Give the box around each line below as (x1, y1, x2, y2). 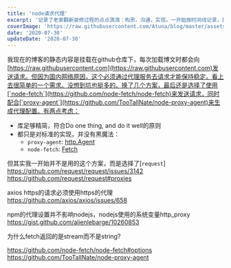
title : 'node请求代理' (7, 10, 68, 17)
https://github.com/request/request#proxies (7, 175, 132, 183)
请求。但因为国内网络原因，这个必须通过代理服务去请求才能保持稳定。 (12, 73, 212, 81)
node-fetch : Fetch (27, 145, 78, 153)
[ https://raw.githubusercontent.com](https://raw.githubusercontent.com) (7, 64, 213, 72)
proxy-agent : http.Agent (27, 138, 95, 146)
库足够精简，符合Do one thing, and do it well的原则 (16, 122, 162, 130)
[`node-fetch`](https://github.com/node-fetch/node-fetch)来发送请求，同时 (7, 90, 220, 98)
